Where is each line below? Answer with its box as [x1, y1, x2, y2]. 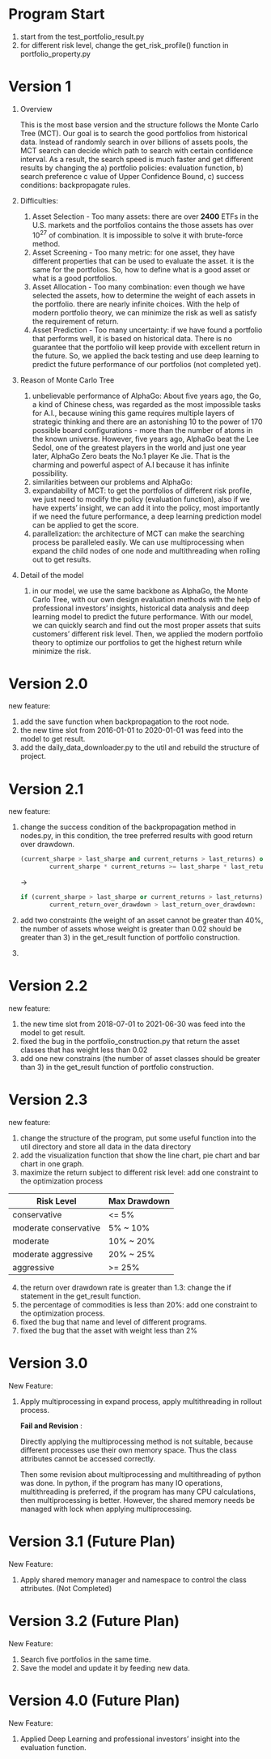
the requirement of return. [32, 316, 119, 326]
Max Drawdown [108, 1195, 171, 1206]
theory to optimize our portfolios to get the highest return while [32, 637, 243, 647]
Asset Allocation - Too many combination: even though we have [32, 281, 245, 292]
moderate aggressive [12, 1248, 93, 1260]
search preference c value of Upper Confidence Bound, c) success [19, 171, 244, 181]
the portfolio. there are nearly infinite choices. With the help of [32, 299, 240, 309]
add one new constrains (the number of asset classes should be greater [19, 1053, 260, 1063]
